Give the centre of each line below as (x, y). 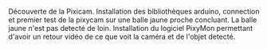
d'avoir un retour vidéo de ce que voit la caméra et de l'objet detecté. (122, 36)
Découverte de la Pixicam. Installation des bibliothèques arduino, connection (134, 11)
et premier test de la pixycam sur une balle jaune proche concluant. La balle (133, 20)
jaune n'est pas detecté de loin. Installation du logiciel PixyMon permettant (131, 28)
